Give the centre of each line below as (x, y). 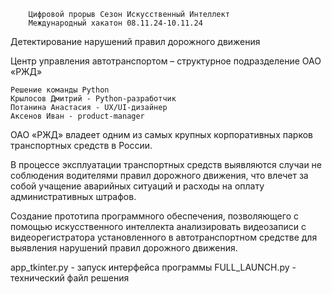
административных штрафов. (73, 196)
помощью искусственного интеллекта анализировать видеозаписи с (158, 226)
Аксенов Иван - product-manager (77, 116)
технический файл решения (70, 278)
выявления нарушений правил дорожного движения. (124, 248)
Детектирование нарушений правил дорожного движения (135, 41)
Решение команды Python (60, 90)
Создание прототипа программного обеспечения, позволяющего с (154, 216)
